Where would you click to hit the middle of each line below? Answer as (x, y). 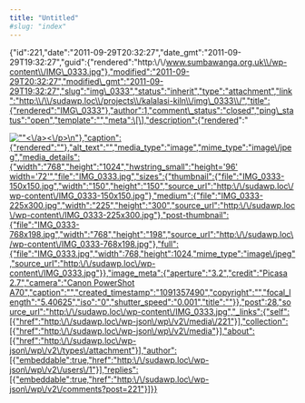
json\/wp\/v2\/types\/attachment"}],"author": (93, 350)
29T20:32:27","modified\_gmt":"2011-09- (87, 81)
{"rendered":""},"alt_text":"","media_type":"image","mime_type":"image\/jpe (151, 147)
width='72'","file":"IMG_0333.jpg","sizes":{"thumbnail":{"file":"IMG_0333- (147, 176)
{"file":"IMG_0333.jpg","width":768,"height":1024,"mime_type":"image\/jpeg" (152, 253)
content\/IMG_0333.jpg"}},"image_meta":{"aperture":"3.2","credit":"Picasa (148, 273)
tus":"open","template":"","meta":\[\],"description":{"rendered (124, 120)
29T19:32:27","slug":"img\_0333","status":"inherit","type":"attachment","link (151, 91)
